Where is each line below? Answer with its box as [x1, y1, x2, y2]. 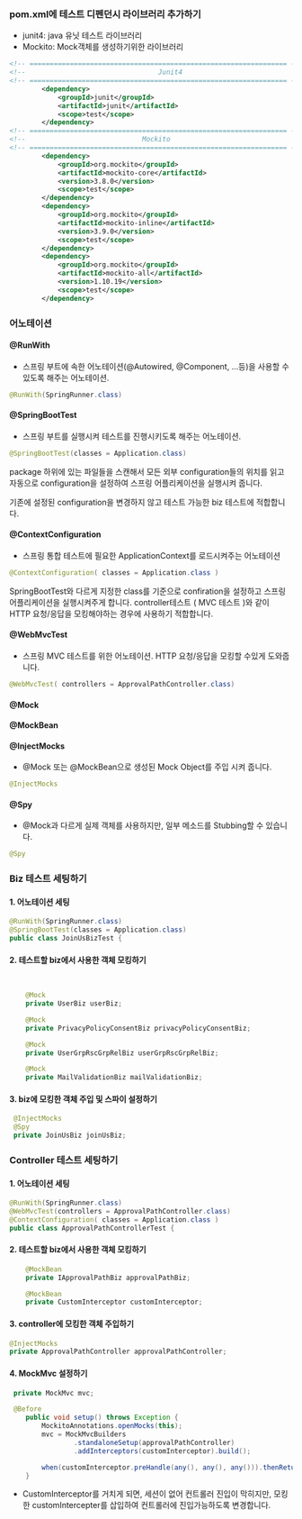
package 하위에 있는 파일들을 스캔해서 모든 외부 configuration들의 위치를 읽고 [9, 466, 285, 477]
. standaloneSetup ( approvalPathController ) [73, 1438, 235, 1447]
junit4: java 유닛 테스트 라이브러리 [22, 30, 142, 41]
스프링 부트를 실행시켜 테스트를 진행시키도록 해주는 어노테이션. [22, 431, 242, 441]
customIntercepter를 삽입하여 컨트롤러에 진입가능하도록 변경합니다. [31, 1500, 271, 1511]
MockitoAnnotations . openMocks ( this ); [41, 1422, 182, 1431]
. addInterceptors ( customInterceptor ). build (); [73, 1446, 252, 1456]
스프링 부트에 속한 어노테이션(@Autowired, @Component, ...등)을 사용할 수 [22, 360, 289, 371]
